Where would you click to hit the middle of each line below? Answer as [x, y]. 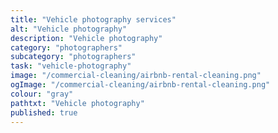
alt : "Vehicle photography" [69, 29]
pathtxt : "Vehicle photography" [77, 103]
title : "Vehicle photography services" [93, 19]
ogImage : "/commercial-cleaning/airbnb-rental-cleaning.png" [140, 85]
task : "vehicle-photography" [71, 66]
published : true [44, 112]
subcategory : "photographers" [73, 57]
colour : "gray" [42, 94]
